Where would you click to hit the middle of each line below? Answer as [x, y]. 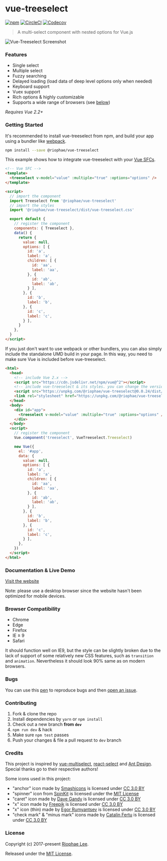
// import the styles [32, 205]
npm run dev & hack [32, 729]
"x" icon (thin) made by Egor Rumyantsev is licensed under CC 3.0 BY [84, 810]
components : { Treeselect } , [44, 228]
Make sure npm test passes [41, 735]
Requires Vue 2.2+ [24, 112]
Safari [18, 641]
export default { [28, 219]
